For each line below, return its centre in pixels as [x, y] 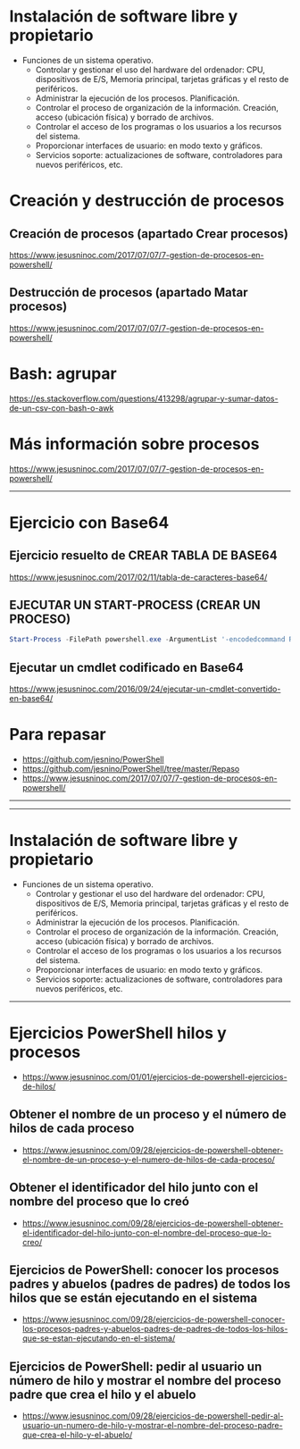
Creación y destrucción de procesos [147, 201]
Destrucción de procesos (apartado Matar [129, 293]
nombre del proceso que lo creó [100, 1202]
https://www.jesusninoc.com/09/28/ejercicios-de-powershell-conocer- [154, 1319]
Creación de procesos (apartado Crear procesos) [149, 234]
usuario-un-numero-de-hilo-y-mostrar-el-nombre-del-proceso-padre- [152, 1426]
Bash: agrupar [63, 373]
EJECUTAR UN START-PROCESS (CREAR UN [135, 605]
